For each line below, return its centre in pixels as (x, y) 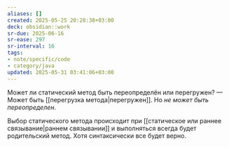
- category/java (31, 66)
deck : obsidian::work (39, 27)
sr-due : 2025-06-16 (36, 33)
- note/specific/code (39, 59)
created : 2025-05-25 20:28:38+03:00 (61, 20)
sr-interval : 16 (31, 46)
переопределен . (32, 107)
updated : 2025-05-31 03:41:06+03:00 (61, 72)
